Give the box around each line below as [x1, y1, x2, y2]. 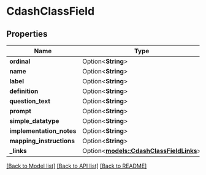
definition [9, 87, 39, 95]
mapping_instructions [9, 136, 75, 145]
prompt [9, 107, 32, 115]
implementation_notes [9, 127, 77, 135]
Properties [6, 29, 48, 39]
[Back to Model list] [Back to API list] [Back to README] [6, 162, 147, 169]
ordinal [9, 57, 31, 65]
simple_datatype [9, 117, 59, 125]
